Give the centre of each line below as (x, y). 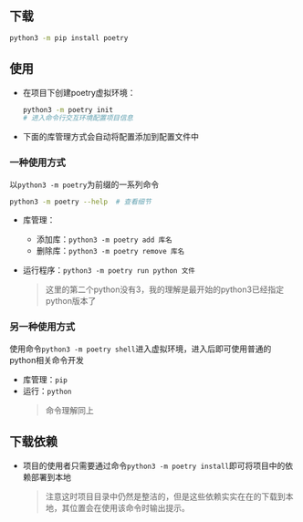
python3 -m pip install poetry (69, 38)
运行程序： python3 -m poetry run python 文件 (109, 270)
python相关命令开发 (47, 360)
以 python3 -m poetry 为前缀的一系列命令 (84, 184)
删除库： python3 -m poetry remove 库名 (110, 251)
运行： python (47, 391)
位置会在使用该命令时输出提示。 (130, 507)
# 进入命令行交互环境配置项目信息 (78, 118)
